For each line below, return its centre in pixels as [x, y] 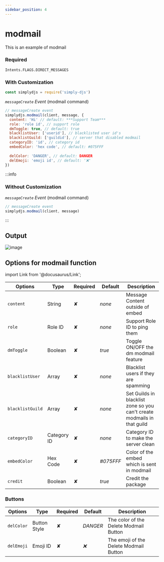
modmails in [140, 418]
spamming [138, 386]
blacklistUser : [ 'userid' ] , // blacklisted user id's [65, 133]
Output [16, 235]
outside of [138, 307]
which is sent [141, 464]
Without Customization [33, 187]
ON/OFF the [140, 347]
